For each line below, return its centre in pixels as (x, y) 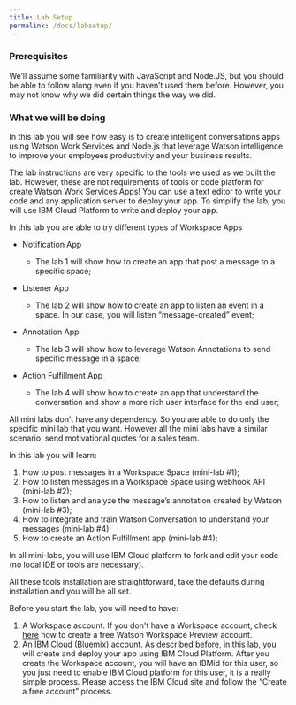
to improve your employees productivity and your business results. (131, 156)
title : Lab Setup (41, 17)
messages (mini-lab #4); (67, 529)
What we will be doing (57, 118)
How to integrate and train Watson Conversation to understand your (145, 519)
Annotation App (50, 332)
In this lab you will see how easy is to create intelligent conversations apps (145, 137)
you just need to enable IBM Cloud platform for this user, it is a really (146, 672)
